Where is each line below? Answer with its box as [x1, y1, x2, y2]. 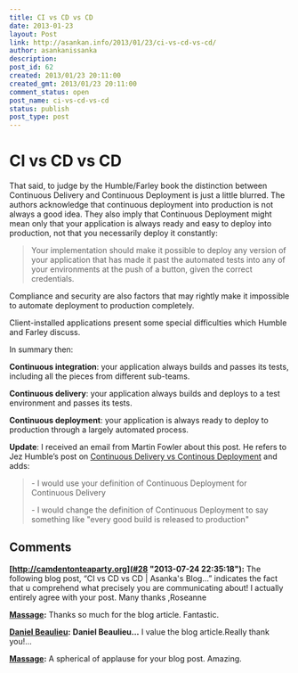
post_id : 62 [9, 63, 53, 72]
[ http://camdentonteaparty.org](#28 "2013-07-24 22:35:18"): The [9, 563, 262, 574]
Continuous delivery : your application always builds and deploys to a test [9, 389, 280, 399]
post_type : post [9, 112, 69, 121]
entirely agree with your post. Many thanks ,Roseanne [9, 592, 207, 603]
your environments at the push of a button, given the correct [30, 264, 254, 275]
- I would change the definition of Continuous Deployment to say [30, 505, 269, 515]
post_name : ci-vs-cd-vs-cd [9, 95, 109, 105]
